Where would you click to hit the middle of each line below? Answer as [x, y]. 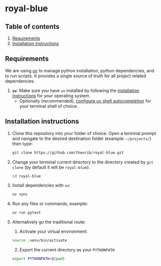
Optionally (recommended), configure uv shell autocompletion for [85, 101]
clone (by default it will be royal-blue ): [51, 167]
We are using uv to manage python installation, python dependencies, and [80, 70]
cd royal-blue [26, 176]
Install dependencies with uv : [41, 185]
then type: [22, 144]
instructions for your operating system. [51, 95]
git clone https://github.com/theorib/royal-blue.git [68, 153]
